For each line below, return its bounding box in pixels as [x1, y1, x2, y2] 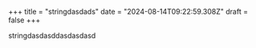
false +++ [8, 15, 41, 25]
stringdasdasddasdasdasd [8, 31, 96, 40]
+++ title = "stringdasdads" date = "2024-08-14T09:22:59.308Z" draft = [8, 7, 249, 16]
